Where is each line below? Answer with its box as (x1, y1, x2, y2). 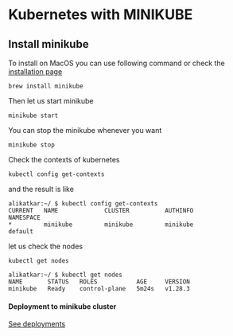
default (8, 228, 34, 236)
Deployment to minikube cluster (8, 301, 117, 311)
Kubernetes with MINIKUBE (8, 6, 193, 24)
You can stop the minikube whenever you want (8, 126, 162, 135)
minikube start (8, 111, 59, 119)
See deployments (8, 319, 66, 329)
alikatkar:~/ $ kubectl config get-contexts (8, 200, 158, 208)
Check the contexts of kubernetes (8, 155, 121, 164)
